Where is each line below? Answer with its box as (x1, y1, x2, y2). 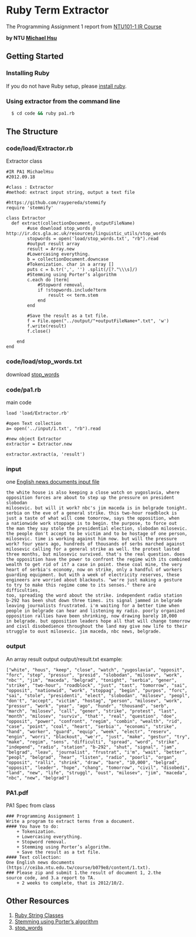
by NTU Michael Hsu (6, 34, 58, 41)
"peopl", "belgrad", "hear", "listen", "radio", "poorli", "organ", (6, 754, 177, 760)
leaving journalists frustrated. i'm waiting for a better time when (6, 603, 180, 609)
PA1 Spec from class (6, 802, 56, 809)
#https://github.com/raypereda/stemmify (6, 200, 107, 206)
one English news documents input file (6, 478, 100, 486)
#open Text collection (6, 421, 62, 427)
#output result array (27, 241, 80, 247)
